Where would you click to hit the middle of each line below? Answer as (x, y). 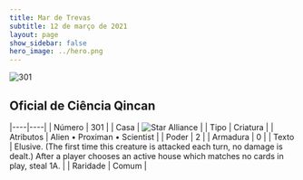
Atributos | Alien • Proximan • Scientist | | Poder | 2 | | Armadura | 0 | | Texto (152, 137)
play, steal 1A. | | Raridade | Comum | (78, 166)
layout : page (34, 34)
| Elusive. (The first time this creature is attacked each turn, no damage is (146, 147)
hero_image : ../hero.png (56, 52)
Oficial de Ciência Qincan (83, 105)
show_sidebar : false (49, 43)
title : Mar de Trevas (50, 18)
